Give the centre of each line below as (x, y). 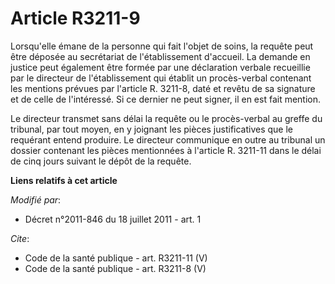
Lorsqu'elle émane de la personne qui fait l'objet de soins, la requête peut (162, 46)
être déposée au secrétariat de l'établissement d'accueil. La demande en (160, 56)
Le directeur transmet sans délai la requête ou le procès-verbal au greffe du (166, 118)
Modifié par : (36, 199)
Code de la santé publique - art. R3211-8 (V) (115, 268)
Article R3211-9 (75, 18)
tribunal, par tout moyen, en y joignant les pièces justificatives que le (152, 129)
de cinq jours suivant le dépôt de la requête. (101, 161)
